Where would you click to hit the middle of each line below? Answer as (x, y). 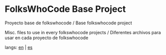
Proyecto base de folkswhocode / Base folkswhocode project (68, 23)
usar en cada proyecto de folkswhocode (47, 38)
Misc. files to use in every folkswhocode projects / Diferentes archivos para (83, 32)
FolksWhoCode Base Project (65, 9)
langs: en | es (19, 47)
